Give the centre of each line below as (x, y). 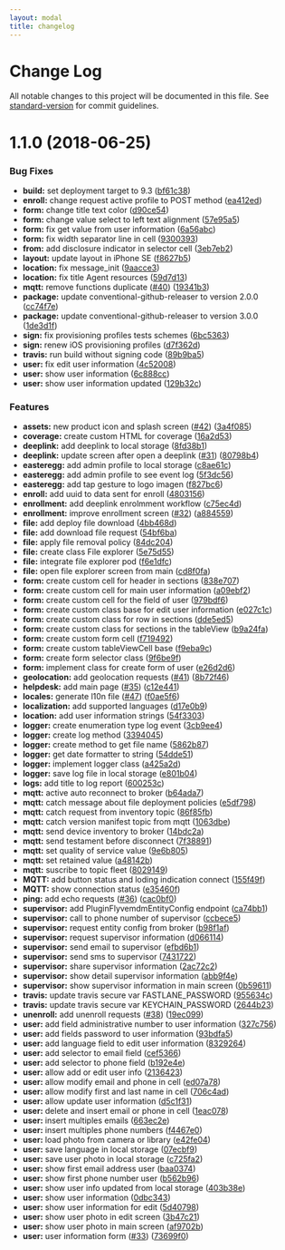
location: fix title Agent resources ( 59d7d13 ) (105, 277)
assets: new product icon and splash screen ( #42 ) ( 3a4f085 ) (137, 426)
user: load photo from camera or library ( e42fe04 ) (116, 1140)
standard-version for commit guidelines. (84, 106)
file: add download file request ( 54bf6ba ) (100, 532)
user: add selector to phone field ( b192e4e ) (104, 1063)
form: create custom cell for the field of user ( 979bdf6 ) (125, 601)
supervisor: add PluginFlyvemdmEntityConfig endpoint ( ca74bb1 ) (145, 909)
